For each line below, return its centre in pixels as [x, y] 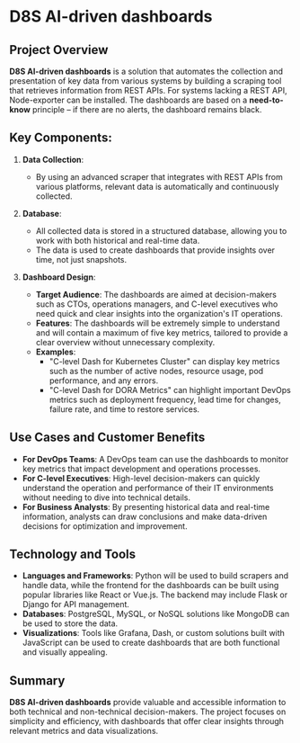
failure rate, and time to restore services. [124, 409]
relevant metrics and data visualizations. [84, 731]
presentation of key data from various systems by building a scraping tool [146, 81]
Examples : [56, 352]
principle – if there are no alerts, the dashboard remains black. [147, 109]
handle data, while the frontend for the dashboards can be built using [150, 586]
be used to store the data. [70, 623]
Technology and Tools [73, 555]
